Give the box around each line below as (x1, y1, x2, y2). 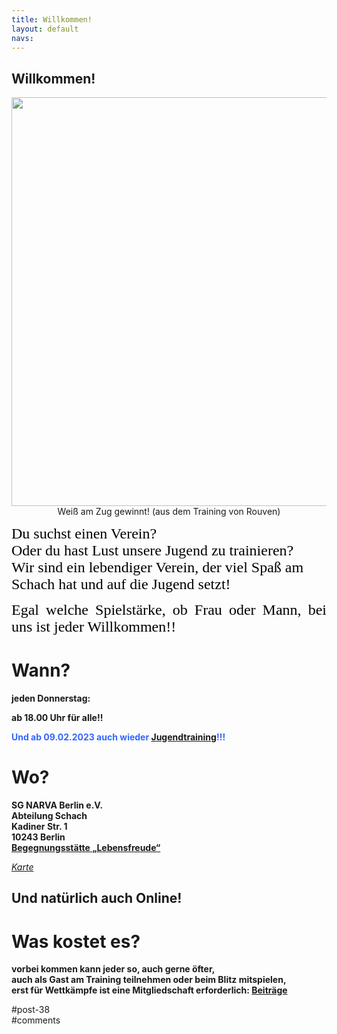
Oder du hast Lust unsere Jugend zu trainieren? (11, 542, 294, 560)
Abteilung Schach (11, 810, 88, 822)
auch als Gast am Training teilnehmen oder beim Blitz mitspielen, (11, 974, 287, 986)
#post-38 (11, 1004, 51, 1016)
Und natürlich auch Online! (11, 890, 183, 907)
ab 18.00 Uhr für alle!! (11, 712, 104, 724)
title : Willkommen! (11, 14, 93, 25)
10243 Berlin (11, 831, 66, 843)
